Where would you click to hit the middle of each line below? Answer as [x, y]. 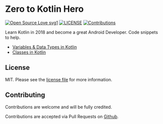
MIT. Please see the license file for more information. [59, 79]
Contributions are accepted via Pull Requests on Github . [62, 116]
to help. [13, 37]
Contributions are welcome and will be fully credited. [59, 107]
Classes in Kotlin [29, 52]
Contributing [25, 95]
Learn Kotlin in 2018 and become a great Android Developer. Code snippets [82, 32]
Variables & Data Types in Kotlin [45, 47]
